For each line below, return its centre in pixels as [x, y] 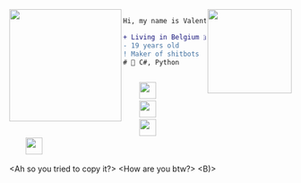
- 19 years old [151, 45]
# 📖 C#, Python [151, 62]
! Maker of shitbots [161, 54]
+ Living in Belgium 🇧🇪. [171, 37]
